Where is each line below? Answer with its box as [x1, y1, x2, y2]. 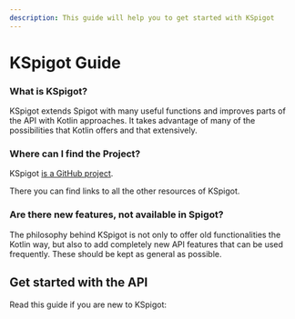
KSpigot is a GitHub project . [9, 168, 114, 179]
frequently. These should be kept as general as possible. [9, 248, 222, 259]
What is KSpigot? [9, 85, 88, 97]
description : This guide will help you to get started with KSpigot [9, 13, 275, 23]
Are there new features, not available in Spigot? [9, 208, 224, 221]
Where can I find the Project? [9, 147, 141, 160]
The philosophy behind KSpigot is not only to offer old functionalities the [9, 229, 281, 240]
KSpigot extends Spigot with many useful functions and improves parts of [9, 105, 287, 116]
